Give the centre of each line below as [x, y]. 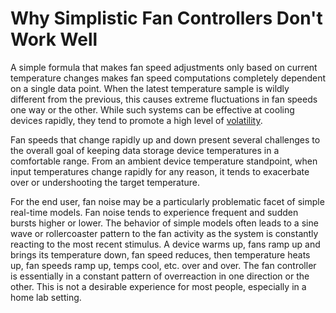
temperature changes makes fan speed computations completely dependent [168, 78]
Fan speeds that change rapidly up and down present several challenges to [165, 139]
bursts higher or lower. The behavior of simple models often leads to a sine [164, 223]
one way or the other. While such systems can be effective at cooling [152, 109]
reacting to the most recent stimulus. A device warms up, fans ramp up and [165, 244]
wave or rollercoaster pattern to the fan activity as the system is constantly [164, 233]
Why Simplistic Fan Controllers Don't [166, 18]
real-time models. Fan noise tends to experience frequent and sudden [154, 212]
